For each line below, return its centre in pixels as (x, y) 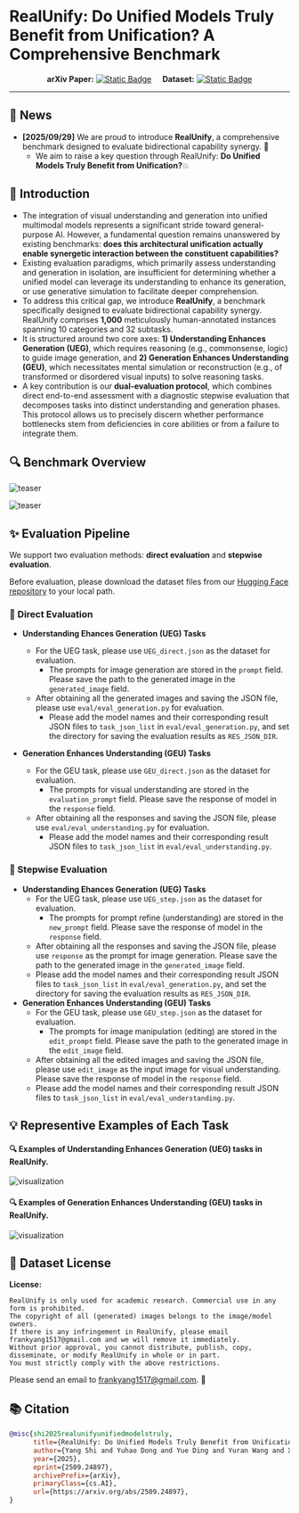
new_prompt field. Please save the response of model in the (156, 927)
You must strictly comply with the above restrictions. (115, 1363)
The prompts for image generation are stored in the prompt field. (166, 670)
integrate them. (50, 433)
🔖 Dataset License (60, 1263)
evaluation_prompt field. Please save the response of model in (163, 799)
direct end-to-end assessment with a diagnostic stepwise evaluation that (156, 395)
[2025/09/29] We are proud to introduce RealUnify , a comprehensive (151, 136)
